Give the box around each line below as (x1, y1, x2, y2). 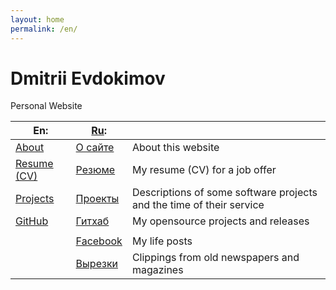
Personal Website (10, 100, 83, 112)
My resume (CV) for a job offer (131, 163, 277, 177)
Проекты (75, 192, 120, 206)
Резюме (75, 163, 116, 177)
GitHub (15, 214, 49, 228)
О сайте (75, 141, 115, 155)
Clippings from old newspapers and (131, 251, 300, 265)
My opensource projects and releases (131, 214, 310, 228)
